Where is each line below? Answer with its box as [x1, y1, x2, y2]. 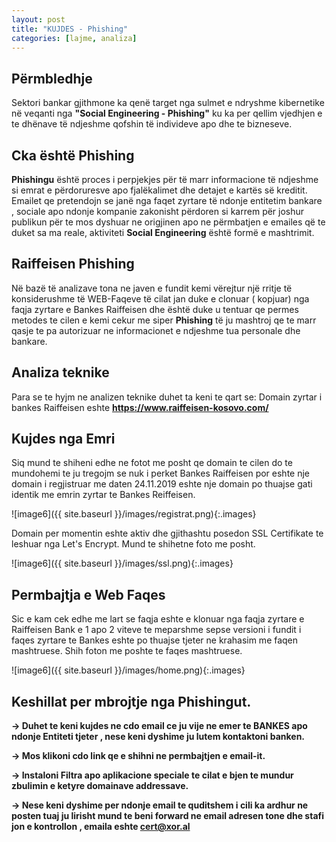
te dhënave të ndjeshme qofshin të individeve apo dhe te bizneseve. [11, 118, 293, 130]
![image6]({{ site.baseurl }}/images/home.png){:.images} [11, 664, 246, 676]
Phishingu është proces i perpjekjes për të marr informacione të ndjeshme [11, 174, 319, 185]
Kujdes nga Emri [11, 431, 116, 448]
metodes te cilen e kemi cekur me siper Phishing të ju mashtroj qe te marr [11, 314, 317, 326]
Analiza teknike [11, 364, 110, 381]
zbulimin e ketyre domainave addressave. [11, 780, 189, 792]
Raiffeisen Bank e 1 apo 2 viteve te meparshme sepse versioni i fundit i [11, 624, 302, 636]
